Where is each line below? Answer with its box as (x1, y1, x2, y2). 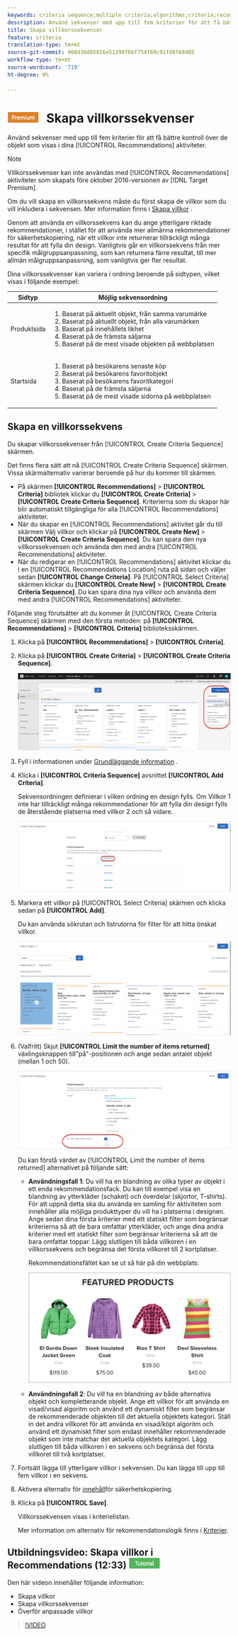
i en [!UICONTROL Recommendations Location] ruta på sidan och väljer (17, 565, 227, 573)
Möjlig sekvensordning (98, 293, 168, 301)
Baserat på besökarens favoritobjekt (62, 369, 168, 378)
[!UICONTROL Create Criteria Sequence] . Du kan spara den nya (17, 535, 207, 543)
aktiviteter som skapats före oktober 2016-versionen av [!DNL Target (7, 176, 208, 184)
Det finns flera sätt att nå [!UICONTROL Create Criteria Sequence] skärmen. (7, 461, 229, 469)
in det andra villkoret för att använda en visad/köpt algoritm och (28, 1419, 214, 1428)
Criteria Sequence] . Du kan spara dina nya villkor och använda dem (17, 587, 217, 596)
